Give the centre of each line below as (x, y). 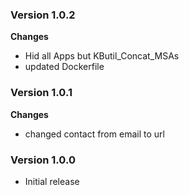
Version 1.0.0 (43, 160)
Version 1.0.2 (43, 15)
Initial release (52, 181)
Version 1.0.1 (41, 93)
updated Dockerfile (64, 67)
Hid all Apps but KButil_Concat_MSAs (102, 56)
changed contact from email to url (94, 134)
